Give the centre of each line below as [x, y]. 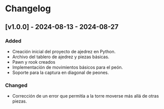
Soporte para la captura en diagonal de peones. [60, 73]
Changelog [28, 9]
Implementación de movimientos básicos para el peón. [68, 67]
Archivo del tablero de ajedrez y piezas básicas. [61, 57]
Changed [16, 85]
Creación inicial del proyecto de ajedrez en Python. [64, 51]
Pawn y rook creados [34, 62]
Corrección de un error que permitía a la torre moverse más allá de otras [85, 96]
